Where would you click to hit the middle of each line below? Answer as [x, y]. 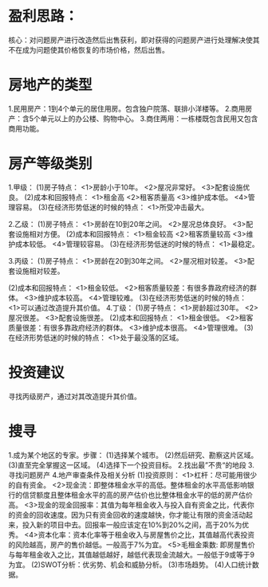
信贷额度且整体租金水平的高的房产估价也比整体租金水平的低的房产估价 [137, 495]
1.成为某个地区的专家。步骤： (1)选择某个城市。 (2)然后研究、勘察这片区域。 [133, 455]
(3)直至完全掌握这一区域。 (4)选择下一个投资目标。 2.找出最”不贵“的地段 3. [132, 465]
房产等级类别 [51, 164]
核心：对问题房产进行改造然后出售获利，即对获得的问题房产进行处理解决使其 [134, 40]
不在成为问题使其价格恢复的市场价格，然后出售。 [89, 49]
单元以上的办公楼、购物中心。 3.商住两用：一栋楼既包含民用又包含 [149, 118]
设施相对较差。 [39, 271]
